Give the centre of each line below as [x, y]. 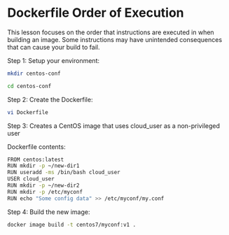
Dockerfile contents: [36, 147]
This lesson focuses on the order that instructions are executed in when [111, 32]
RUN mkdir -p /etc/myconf [45, 192]
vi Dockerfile [28, 112]
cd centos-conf [29, 86]
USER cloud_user [31, 179]
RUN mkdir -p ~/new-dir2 [43, 186]
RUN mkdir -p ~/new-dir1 [43, 166]
